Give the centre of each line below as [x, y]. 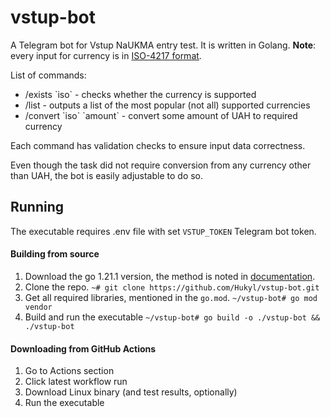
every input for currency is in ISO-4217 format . [106, 55]
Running [37, 207]
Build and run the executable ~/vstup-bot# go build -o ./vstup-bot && [172, 317]
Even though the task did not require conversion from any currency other [161, 165]
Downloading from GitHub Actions [83, 348]
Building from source [55, 254]
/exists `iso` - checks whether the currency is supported [140, 94]
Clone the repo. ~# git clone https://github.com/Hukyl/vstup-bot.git [172, 287]
